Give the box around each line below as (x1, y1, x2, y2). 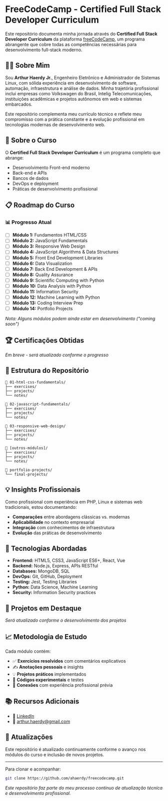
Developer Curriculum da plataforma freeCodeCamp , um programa (5, 36, 145, 42)
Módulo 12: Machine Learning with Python (12, 294, 100, 300)
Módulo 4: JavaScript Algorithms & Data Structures (12, 249, 119, 255)
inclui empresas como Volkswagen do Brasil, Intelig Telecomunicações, (5, 90, 152, 96)
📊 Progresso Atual (5, 219, 51, 226)
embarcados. (5, 101, 32, 107)
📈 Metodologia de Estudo (5, 633, 87, 641)
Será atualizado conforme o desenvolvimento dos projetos (5, 618, 126, 624)
